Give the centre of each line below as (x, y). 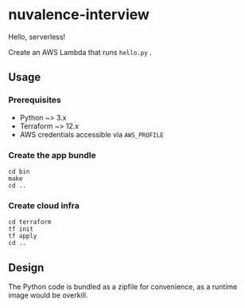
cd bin (19, 172)
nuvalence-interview (79, 15)
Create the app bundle (52, 155)
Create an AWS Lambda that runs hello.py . (80, 52)
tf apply (23, 236)
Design (26, 268)
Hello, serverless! (37, 37)
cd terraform (30, 222)
